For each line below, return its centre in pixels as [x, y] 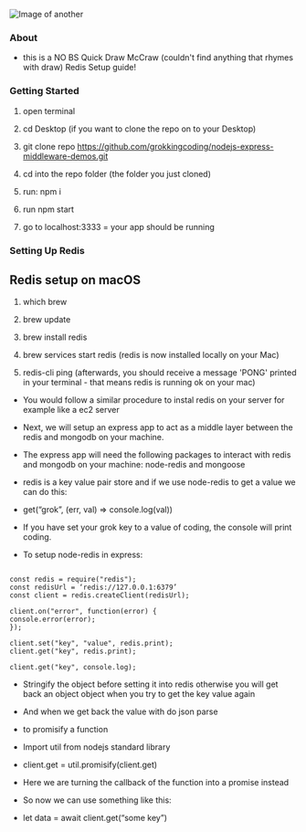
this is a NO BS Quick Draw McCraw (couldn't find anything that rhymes [158, 58]
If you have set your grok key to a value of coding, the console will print [157, 527]
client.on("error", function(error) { [83, 612]
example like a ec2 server [71, 410]
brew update [47, 320]
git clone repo [49, 146]
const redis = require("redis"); [73, 580]
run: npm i [42, 191]
